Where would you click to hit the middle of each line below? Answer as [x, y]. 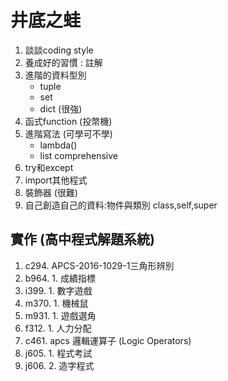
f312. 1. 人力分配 [58, 328]
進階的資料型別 [55, 75]
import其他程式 [56, 180]
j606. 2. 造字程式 [59, 365]
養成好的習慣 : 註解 [63, 62]
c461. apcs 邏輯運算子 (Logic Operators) [108, 340]
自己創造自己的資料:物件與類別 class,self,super [121, 205]
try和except [49, 167]
